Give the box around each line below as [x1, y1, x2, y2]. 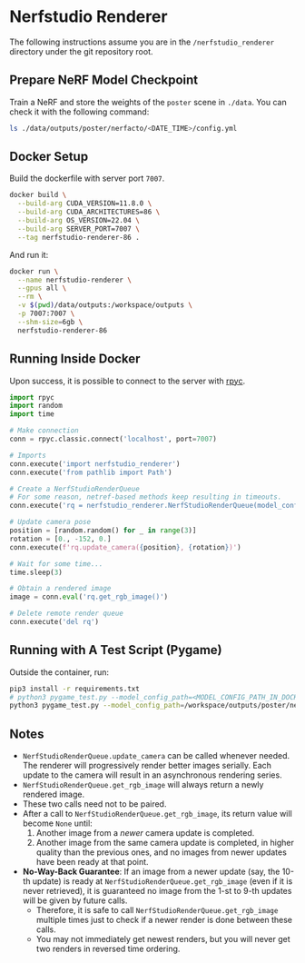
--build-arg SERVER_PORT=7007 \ [17, 224, 141, 233]
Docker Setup [9, 149, 89, 164]
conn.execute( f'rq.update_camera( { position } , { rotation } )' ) [9, 542, 242, 551]
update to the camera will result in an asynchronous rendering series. [22, 769, 283, 780]
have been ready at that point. [35, 857, 149, 868]
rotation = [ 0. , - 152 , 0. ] [9, 534, 112, 543]
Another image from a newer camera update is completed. [35, 828, 255, 839]
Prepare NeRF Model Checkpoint [9, 73, 199, 88]
